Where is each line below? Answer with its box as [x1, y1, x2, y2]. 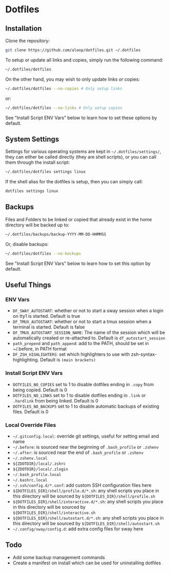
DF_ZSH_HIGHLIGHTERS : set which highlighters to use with [12, 351, 130, 357]
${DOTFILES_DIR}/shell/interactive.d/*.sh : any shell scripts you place [12, 498, 164, 504]
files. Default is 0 [12, 408, 49, 414]
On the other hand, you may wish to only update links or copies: [5, 76, 140, 82]
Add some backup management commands [12, 554, 105, 560]
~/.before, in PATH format [12, 346, 67, 352]
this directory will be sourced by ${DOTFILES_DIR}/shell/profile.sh [12, 493, 155, 499]
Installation [5, 24, 42, 33]
